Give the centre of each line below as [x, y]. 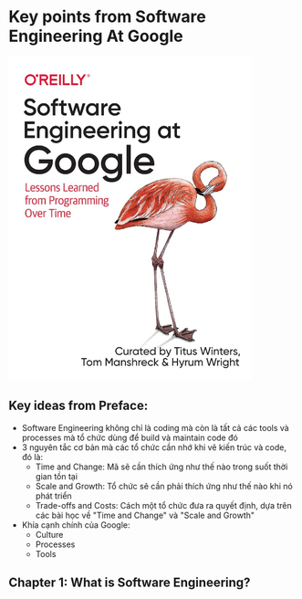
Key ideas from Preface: [78, 406]
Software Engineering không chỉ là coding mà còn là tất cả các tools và [155, 427]
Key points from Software [107, 17]
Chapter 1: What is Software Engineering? [130, 583]
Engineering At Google [96, 36]
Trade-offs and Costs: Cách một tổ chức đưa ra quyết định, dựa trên [164, 505]
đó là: [32, 457]
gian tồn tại [57, 476]
